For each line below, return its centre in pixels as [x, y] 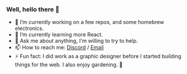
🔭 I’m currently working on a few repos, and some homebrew [89, 22]
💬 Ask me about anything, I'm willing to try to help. [76, 41]
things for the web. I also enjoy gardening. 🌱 [69, 65]
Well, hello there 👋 [33, 9]
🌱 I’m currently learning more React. [59, 35]
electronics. [29, 28]
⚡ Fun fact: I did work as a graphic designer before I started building [98, 56]
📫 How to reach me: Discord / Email [59, 48]
